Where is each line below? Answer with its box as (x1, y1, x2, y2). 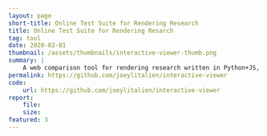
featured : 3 (8, 116, 48, 124)
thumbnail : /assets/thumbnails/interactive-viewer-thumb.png (8, 49, 217, 57)
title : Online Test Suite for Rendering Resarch (8, 26, 174, 34)
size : (22, 109, 42, 117)
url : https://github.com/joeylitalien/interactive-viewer (22, 86, 220, 94)
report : (8, 94, 34, 102)
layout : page (8, 11, 52, 20)
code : (8, 78, 26, 86)
